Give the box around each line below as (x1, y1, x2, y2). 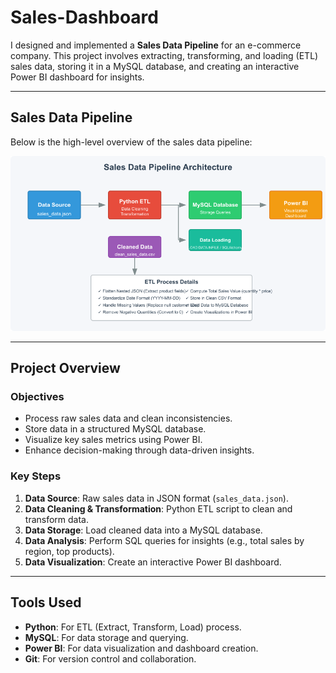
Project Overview (10, 360, 121, 377)
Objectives (10, 390, 65, 404)
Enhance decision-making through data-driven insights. (24, 444, 255, 456)
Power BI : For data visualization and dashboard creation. (24, 642, 259, 654)
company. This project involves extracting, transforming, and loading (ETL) (10, 49, 319, 61)
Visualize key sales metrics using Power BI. (24, 434, 203, 446)
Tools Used (10, 594, 82, 611)
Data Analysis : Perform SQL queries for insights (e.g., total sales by (24, 534, 305, 546)
